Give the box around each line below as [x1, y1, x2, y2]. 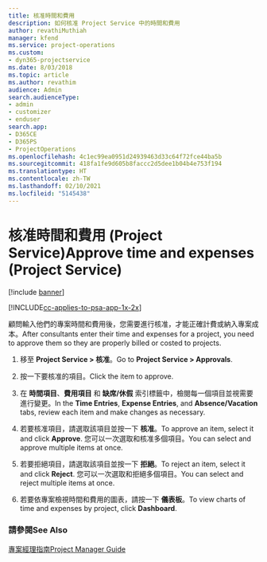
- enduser [8, 116, 41, 124]
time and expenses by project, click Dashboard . [19, 503, 177, 513]
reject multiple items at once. [19, 478, 115, 487]
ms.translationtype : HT [8, 167, 87, 175]
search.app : [8, 123, 48, 131]
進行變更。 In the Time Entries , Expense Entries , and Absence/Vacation [19, 398, 258, 407]
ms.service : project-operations [8, 41, 115, 49]
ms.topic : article [8, 71, 69, 79]
